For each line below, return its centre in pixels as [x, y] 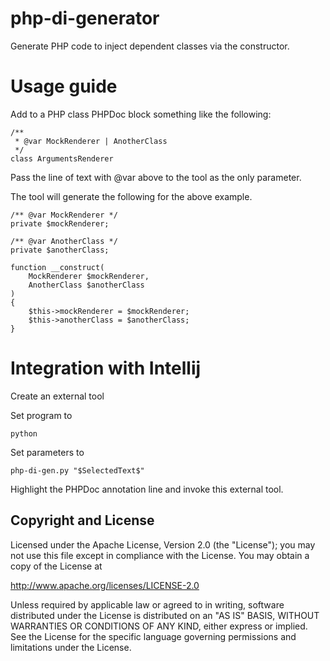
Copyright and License [82, 520]
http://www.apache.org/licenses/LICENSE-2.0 [105, 585]
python [24, 433]
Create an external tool [57, 396]
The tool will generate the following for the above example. [131, 196]
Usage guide [64, 86]
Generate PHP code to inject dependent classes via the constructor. [150, 46]
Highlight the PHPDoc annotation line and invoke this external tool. [147, 489]
